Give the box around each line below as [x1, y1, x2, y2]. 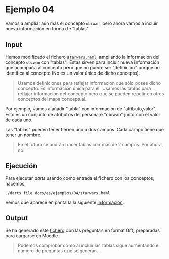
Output [5, 214, 28, 223]
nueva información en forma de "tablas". [5, 25, 90, 31]
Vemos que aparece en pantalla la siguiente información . [5, 199, 124, 205]
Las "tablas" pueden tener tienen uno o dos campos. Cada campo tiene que [5, 126, 164, 132]
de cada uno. [5, 117, 33, 123]
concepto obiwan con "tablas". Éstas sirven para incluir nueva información [5, 59, 160, 65]
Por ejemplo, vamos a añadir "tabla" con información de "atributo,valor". [5, 105, 157, 112]
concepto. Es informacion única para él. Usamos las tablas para [17, 85, 151, 91]
